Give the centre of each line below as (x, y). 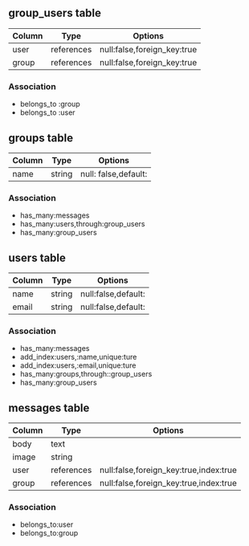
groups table (41, 138)
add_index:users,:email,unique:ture (78, 365)
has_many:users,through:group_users (83, 224)
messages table (49, 407)
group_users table (55, 13)
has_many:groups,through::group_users (86, 374)
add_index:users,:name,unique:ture (78, 357)
